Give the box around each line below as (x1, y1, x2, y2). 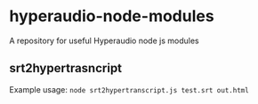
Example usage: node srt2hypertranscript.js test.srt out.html (9, 84, 249, 94)
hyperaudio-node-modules (9, 6, 215, 26)
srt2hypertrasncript (9, 61, 123, 76)
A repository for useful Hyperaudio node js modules (9, 35, 199, 46)
